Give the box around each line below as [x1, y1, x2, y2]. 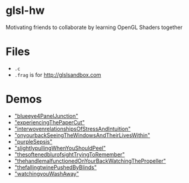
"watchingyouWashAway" [14, 170, 79, 177]
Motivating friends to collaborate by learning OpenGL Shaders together [5, 24, 183, 31]
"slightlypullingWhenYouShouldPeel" [14, 144, 106, 152]
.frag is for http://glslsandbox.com [14, 71, 101, 79]
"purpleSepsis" [14, 138, 53, 145]
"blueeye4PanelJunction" [14, 112, 78, 120]
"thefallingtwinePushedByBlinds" [14, 164, 97, 171]
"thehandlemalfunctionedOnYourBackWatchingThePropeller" [14, 157, 167, 164]
